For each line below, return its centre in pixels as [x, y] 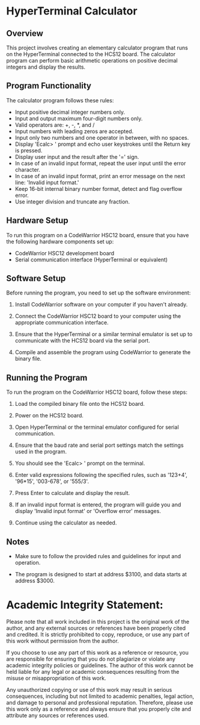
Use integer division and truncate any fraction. [72, 201]
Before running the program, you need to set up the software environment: [98, 293]
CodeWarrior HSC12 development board [65, 253]
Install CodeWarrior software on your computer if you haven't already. [101, 305]
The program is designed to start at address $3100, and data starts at [101, 574]
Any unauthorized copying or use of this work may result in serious [89, 690]
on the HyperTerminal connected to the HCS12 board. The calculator [91, 54]
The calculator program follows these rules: [60, 100]
